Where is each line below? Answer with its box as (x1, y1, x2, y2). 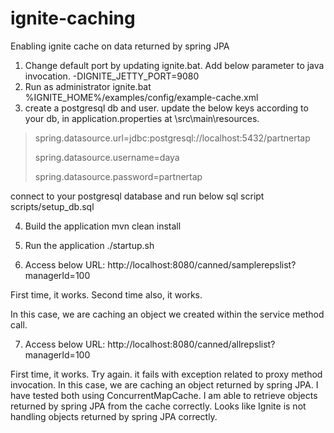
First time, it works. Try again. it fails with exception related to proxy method (10, 368, 323, 380)
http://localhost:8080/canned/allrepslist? (107, 338, 276, 350)
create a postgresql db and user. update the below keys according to (24, 102, 309, 114)
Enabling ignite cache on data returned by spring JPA (10, 40, 230, 52)
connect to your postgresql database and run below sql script (10, 190, 265, 202)
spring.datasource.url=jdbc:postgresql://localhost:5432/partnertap (34, 132, 311, 144)
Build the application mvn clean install (24, 220, 182, 232)
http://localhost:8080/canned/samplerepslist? (107, 258, 297, 271)
